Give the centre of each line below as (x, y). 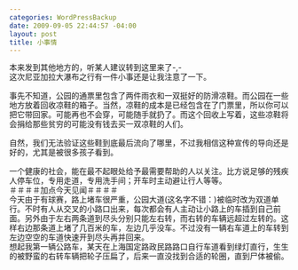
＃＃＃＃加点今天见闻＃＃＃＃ (63, 190)
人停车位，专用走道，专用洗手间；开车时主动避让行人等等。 (118, 181)
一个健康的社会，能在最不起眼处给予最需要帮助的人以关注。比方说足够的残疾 (149, 171)
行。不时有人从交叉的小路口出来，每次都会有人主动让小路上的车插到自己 (141, 209)
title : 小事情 (33, 42)
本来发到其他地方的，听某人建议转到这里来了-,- (95, 67)
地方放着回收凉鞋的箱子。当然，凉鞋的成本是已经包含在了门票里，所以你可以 (149, 105)
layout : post (33, 34)
